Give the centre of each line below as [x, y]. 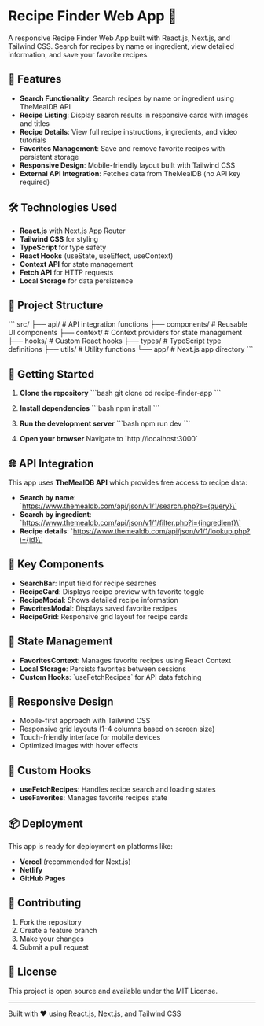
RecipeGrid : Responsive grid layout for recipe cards [104, 616]
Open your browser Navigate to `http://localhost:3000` [108, 439]
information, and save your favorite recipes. [79, 54]
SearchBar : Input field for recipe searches [88, 583]
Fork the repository [51, 922]
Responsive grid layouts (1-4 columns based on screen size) [117, 729]
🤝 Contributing [45, 903]
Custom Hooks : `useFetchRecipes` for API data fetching [110, 677]
